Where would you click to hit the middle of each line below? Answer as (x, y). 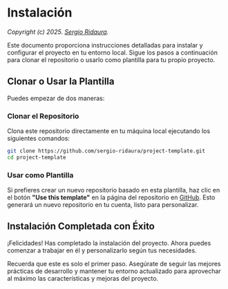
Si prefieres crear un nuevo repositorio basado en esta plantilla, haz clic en (114, 190)
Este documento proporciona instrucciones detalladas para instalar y (105, 45)
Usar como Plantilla (40, 175)
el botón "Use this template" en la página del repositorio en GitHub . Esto (111, 197)
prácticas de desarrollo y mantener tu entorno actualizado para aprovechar (114, 271)
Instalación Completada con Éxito (81, 227)
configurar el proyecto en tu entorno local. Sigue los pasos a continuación (112, 52)
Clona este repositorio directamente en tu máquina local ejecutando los (109, 131)
